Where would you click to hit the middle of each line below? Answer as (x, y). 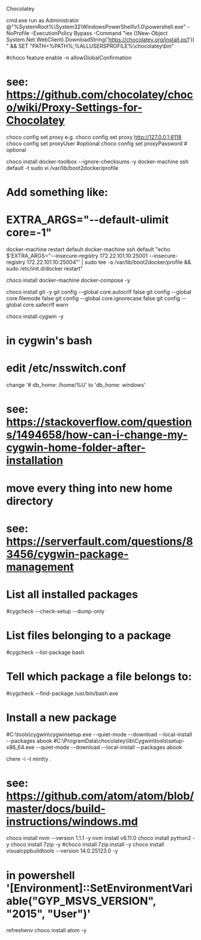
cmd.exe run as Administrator (43, 20)
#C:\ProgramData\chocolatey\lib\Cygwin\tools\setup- (119, 741)
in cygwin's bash (49, 341)
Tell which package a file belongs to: (99, 676)
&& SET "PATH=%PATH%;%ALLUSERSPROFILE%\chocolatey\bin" (92, 46)
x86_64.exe (20, 747)
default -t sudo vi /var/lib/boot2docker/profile (62, 168)
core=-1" (29, 233)
